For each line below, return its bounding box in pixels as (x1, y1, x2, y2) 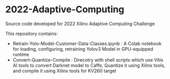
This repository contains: (5, 30, 58, 36)
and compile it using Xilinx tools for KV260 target (12, 68, 117, 74)
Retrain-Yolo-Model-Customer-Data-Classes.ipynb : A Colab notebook (12, 40, 162, 47)
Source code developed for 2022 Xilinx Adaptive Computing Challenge (5, 21, 155, 27)
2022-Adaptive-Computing (5, 4, 124, 15)
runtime (12, 51, 30, 57)
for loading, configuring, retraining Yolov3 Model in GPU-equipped (12, 46, 154, 52)
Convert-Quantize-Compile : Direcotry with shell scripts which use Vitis (12, 56, 164, 63)
